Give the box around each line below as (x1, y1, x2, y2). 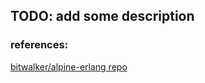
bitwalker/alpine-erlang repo (10, 60, 128, 73)
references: (10, 38, 69, 52)
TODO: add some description (10, 8, 195, 25)
